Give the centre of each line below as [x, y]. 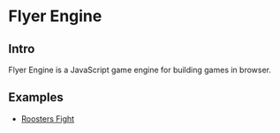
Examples [36, 97]
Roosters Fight [48, 118]
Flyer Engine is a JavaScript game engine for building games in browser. [140, 70]
